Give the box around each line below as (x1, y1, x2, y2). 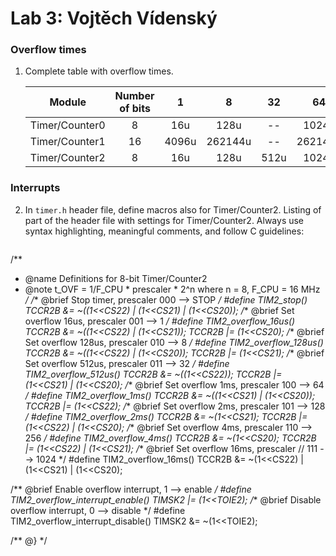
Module (49, 95, 87, 109)
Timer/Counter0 (29, 118, 106, 132)
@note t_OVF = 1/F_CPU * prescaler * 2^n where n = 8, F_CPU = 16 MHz (24, 283, 321, 295)
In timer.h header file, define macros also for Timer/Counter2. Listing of (24, 203, 322, 216)
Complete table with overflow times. (24, 65, 174, 77)
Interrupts (10, 181, 61, 195)
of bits (119, 102, 151, 116)
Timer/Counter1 (29, 135, 106, 149)
